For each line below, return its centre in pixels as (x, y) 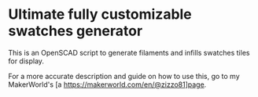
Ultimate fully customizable (100, 14)
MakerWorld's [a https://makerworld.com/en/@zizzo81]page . (107, 84)
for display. (26, 61)
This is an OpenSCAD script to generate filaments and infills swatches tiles (129, 52)
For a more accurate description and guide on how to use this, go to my (124, 76)
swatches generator (76, 31)
